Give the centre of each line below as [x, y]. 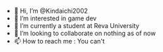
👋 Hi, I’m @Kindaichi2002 [51, 11]
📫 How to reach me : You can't [59, 41]
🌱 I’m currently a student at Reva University [77, 26]
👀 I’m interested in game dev [55, 18]
